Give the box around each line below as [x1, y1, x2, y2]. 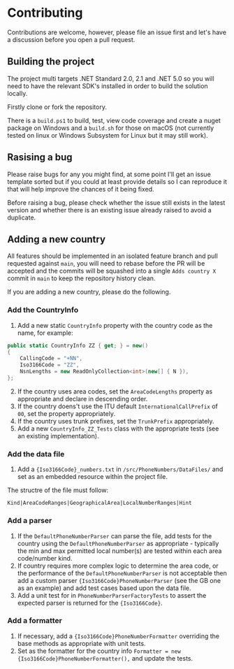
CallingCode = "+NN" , [20, 355, 82, 362]
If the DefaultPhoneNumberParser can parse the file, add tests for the [17, 531, 212, 540]
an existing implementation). [17, 431, 99, 440]
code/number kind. [17, 554, 73, 562]
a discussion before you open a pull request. [7, 35, 136, 43]
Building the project [7, 56, 95, 68]
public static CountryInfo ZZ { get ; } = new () [7, 342, 149, 349]
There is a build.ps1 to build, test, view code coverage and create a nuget [7, 116, 221, 124]
